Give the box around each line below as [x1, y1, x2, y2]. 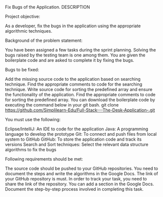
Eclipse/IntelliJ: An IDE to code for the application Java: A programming [5, 126, 148, 132]
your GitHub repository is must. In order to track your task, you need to [5, 176, 147, 181]
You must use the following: [5, 117, 61, 122]
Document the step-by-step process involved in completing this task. [5, 186, 144, 192]
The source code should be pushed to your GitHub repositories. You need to [5, 165, 158, 171]
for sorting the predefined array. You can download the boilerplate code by [5, 97, 155, 103]
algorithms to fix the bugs [5, 147, 57, 152]
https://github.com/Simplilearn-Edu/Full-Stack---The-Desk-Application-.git [5, 107, 155, 113]
